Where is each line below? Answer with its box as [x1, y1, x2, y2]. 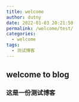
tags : [6, 42, 20, 48]
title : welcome [6, 8, 44, 15]
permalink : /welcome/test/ [6, 25, 74, 32]
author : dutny [6, 14, 42, 20]
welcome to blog [6, 70, 70, 80]
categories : [6, 31, 36, 37]
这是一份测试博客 [6, 89, 56, 97]
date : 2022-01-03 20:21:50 [6, 20, 74, 26]
